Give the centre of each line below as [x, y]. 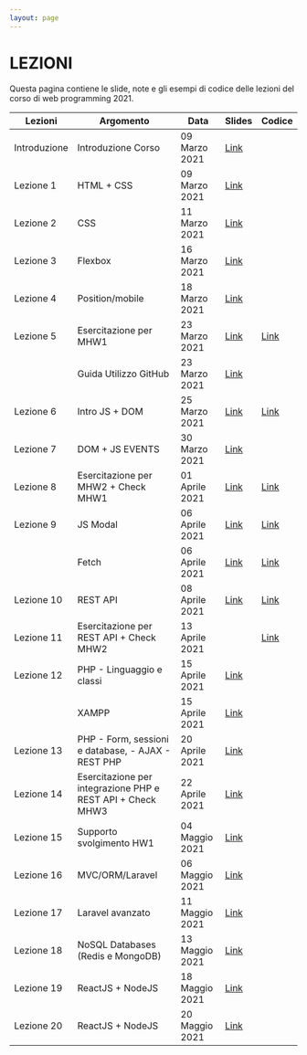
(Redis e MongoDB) [119, 955]
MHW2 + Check [111, 487]
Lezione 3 [35, 260]
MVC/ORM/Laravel [117, 875]
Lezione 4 [35, 298]
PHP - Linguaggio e [120, 670]
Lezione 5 [35, 336]
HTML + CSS [105, 185]
